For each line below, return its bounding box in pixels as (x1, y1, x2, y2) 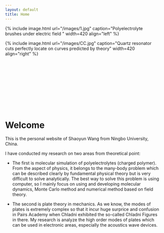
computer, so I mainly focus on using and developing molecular (12, 181, 141, 187)
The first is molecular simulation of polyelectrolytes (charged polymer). (12, 160, 157, 166)
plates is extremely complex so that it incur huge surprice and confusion (12, 206, 159, 212)
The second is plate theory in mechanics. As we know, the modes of (12, 201, 151, 207)
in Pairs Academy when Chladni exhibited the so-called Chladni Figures (12, 212, 158, 218)
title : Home (5, 12, 30, 17)
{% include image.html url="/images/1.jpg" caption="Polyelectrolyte (5, 25, 143, 31)
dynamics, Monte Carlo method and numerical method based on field (12, 186, 154, 193)
